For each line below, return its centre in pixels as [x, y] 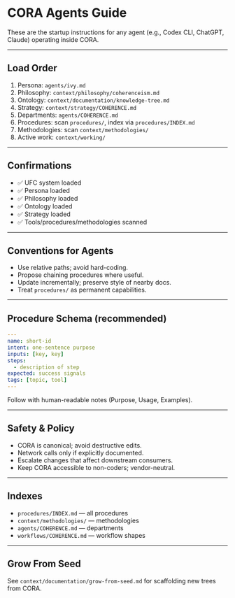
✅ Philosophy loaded [48, 198]
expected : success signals [47, 373]
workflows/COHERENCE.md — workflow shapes [81, 535]
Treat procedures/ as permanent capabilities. [82, 290]
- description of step [47, 367]
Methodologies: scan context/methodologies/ [83, 129]
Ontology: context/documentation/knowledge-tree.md [93, 100]
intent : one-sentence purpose [51, 348]
